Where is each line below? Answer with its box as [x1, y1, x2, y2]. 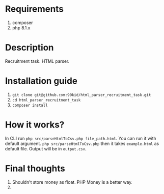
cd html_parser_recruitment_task [12, 97, 81, 102]
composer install [12, 103, 48, 108]
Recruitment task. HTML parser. [5, 58, 70, 64]
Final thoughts [5, 163, 65, 174]
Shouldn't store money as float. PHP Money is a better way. [12, 179, 133, 185]
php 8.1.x [12, 24, 30, 30]
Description [5, 42, 54, 53]
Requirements [5, 3, 64, 15]
